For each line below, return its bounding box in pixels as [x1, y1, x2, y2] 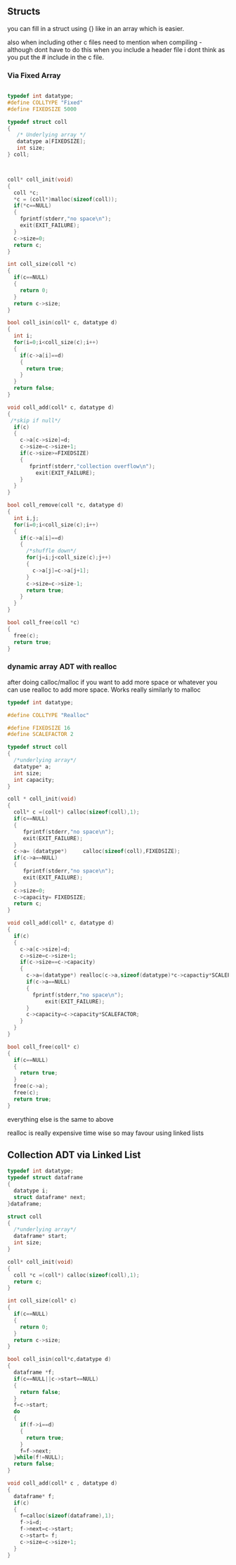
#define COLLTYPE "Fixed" [7, 99, 83, 106]
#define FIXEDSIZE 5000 [7, 106, 77, 113]
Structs [7, 6, 41, 18]
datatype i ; [13, 1187, 49, 1195]
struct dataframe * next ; [13, 1193, 86, 1200]
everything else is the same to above [7, 1115, 114, 1123]
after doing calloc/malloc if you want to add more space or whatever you [7, 678, 218, 686]
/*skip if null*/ [10, 417, 61, 424]
